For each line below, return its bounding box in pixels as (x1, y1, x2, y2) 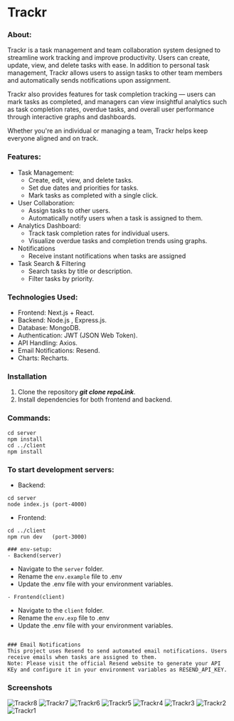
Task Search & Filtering (17, 259, 86, 267)
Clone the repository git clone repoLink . (17, 388, 136, 397)
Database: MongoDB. (17, 324, 80, 332)
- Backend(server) (7, 552, 62, 559)
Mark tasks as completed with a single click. (28, 190, 159, 200)
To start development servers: (7, 464, 115, 474)
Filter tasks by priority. (28, 274, 95, 282)
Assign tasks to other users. (28, 206, 111, 215)
